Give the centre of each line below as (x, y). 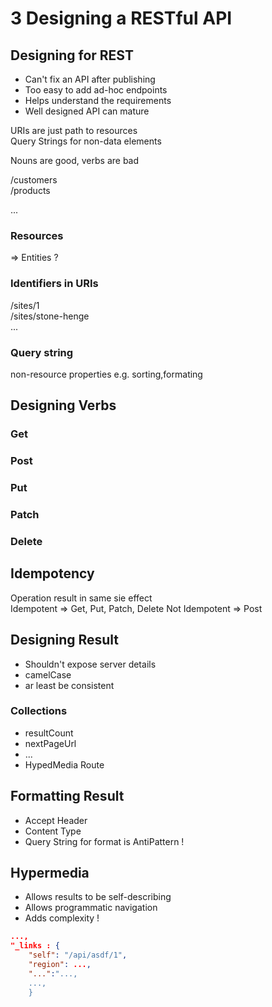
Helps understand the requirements (98, 100)
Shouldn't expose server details (90, 664)
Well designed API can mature (87, 111)
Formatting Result (67, 796)
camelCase (48, 674)
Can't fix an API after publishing (90, 79)
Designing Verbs (63, 405)
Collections (39, 711)
